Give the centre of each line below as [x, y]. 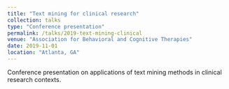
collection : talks [34, 20]
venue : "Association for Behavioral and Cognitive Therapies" [100, 40]
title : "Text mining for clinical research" [73, 14]
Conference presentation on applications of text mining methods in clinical [114, 72]
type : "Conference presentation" [56, 26]
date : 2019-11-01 [33, 46]
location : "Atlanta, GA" [43, 53]
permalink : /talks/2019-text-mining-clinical [75, 33]
